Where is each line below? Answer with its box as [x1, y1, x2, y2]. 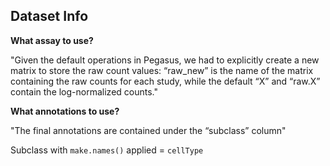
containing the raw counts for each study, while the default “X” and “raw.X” [10, 75, 321, 87]
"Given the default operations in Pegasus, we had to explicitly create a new [10, 54, 320, 66]
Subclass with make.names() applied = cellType [10, 144, 204, 156]
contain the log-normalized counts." [10, 85, 158, 98]
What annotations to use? [10, 105, 120, 117]
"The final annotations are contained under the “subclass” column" [10, 124, 287, 136]
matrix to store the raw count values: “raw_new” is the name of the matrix [10, 64, 314, 76]
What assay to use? [10, 34, 94, 46]
